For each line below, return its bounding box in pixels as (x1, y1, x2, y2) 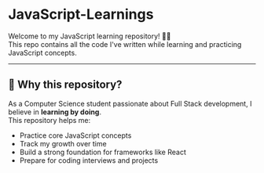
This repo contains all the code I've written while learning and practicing (8, 39, 242, 49)
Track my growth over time (19, 139, 108, 148)
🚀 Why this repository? (8, 78, 123, 92)
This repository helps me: (8, 115, 91, 124)
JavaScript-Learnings (8, 5, 154, 23)
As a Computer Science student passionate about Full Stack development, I (8, 99, 252, 108)
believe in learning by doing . (8, 107, 102, 117)
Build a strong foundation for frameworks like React (19, 147, 186, 157)
